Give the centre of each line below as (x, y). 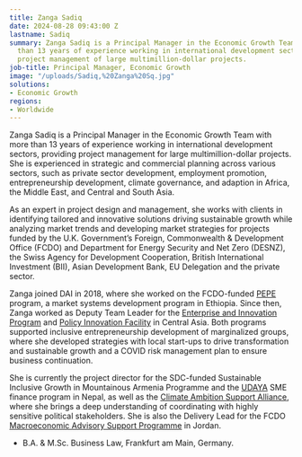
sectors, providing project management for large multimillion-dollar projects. (151, 154)
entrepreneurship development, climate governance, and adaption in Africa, (150, 183)
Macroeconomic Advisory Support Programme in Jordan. (115, 426)
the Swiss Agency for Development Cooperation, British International (137, 258)
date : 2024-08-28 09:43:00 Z (64, 26)
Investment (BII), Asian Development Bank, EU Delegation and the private (145, 267)
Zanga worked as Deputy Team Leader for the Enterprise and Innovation (143, 313)
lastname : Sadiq (40, 34)
